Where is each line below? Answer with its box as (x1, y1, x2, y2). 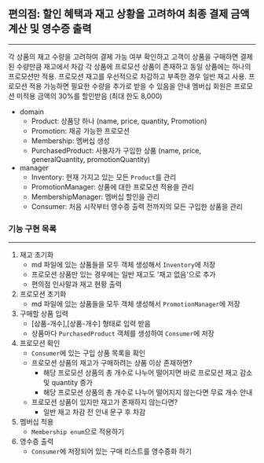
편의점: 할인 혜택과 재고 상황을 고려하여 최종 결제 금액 (8, 7, 250, 21)
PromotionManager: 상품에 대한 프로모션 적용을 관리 (31, 182, 194, 191)
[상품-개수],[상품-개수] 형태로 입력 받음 (31, 319, 151, 329)
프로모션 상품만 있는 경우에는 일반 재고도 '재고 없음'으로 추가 (31, 270, 216, 279)
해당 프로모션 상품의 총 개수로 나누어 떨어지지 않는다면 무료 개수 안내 (42, 388, 253, 397)
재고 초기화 (19, 250, 54, 259)
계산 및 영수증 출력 (8, 22, 92, 35)
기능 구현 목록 (8, 223, 57, 234)
